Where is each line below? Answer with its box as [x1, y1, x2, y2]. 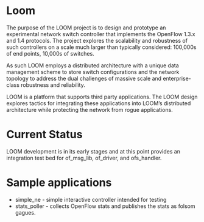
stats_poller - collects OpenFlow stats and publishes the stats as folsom [15, 202, 195, 210]
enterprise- [163, 75, 192, 82]
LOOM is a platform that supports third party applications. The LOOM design [6, 93, 198, 100]
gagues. [15, 209, 36, 216]
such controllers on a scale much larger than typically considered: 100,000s [6, 43, 197, 51]
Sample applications [6, 176, 112, 190]
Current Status [6, 128, 83, 141]
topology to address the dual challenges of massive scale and [6, 75, 162, 82]
